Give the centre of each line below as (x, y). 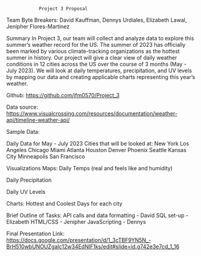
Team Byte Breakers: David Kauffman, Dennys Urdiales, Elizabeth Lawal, (97, 20)
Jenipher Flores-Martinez (38, 26)
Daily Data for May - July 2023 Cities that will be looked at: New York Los (98, 144)
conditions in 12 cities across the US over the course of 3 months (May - (96, 64)
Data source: (22, 107)
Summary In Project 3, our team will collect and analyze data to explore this (100, 38)
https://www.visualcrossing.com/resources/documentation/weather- (92, 113)
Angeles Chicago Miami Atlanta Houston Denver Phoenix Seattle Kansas (96, 150)
